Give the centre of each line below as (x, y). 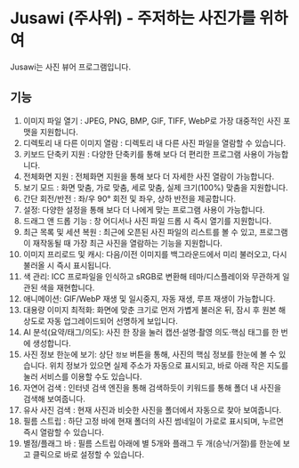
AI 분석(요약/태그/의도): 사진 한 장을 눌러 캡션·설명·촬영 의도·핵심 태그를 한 (151, 332)
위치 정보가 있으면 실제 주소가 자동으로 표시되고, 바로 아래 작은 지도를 (169, 365)
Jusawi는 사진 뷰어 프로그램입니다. (71, 67)
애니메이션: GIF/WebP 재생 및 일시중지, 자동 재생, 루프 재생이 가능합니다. (149, 298)
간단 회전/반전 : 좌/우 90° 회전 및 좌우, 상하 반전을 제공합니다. (129, 198)
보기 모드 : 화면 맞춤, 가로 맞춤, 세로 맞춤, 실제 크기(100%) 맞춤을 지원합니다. (155, 187)
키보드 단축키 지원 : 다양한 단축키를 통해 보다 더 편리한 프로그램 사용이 (144, 154)
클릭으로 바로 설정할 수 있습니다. (89, 454)
